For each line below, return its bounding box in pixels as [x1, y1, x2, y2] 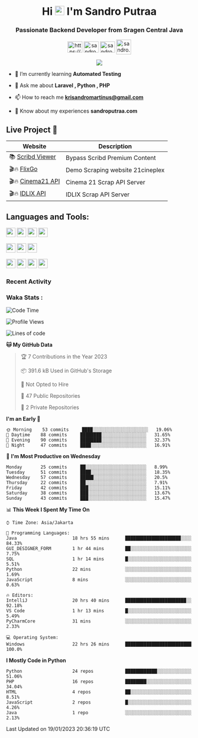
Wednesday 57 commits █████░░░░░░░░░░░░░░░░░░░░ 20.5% [6, 475, 168, 481]
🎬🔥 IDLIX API [9, 189, 46, 197]
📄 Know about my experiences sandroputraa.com [14, 107, 138, 114]
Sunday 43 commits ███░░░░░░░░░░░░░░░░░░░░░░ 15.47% [6, 496, 170, 501]
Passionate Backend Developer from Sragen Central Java [15, 26, 183, 34]
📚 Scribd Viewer [9, 153, 56, 161]
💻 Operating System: [6, 635, 59, 641]
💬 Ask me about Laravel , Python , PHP [14, 82, 111, 89]
